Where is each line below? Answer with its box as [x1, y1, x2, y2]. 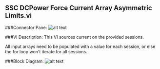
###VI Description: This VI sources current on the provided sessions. [5, 34, 144, 40]
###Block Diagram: [5, 58, 44, 64]
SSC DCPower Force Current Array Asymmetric [5, 4, 152, 12]
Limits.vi [5, 12, 32, 20]
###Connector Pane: [5, 24, 47, 30]
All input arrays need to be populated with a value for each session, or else [5, 44, 156, 49]
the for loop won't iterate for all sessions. [5, 48, 88, 54]
